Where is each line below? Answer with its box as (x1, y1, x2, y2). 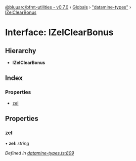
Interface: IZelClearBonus (5, 27, 114, 38)
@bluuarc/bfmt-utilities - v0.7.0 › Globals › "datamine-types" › (5, 4, 132, 10)
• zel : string (5, 141, 30, 147)
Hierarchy (5, 47, 37, 55)
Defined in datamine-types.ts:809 (5, 150, 74, 156)
